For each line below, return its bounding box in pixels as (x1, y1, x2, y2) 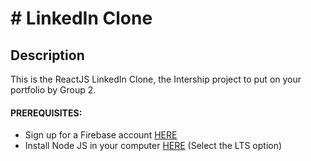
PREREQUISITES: (10, 107, 83, 119)
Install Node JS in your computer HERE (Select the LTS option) (24, 140, 283, 152)
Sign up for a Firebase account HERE (24, 129, 178, 141)
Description (10, 47, 85, 64)
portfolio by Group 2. (10, 84, 97, 96)
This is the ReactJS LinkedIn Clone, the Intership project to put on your (10, 73, 302, 85)
